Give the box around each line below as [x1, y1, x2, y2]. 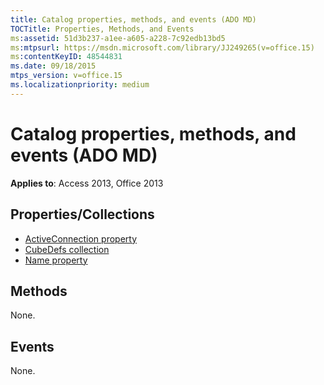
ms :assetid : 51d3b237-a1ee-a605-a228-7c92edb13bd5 [10, 33, 226, 43]
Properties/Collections [10, 206, 155, 223]
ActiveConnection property [24, 232, 138, 245]
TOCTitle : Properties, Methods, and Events [10, 24, 195, 34]
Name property [24, 254, 88, 266]
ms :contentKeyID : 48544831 [10, 52, 123, 62]
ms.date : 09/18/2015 [10, 61, 97, 71]
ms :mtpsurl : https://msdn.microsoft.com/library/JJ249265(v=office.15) [10, 42, 315, 53]
